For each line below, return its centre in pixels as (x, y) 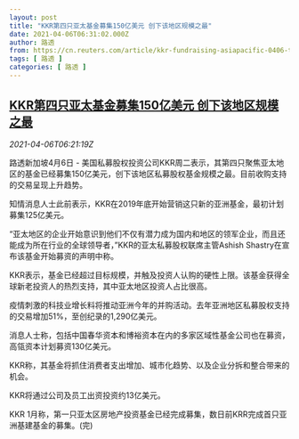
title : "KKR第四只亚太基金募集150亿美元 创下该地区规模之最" (111, 26)
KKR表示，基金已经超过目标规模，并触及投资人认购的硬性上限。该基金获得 (145, 275)
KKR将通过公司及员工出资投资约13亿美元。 (88, 395)
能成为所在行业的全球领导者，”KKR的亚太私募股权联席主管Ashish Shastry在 (145, 245)
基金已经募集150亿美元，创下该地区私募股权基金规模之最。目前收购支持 (156, 174)
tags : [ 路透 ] (36, 59)
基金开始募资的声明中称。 (71, 256)
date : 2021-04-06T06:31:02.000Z (69, 34)
